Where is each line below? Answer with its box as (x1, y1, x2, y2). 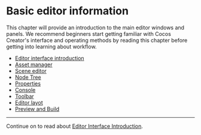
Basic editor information (6, 4, 129, 18)
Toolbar (14, 93, 34, 100)
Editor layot (14, 99, 43, 106)
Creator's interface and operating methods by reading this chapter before (6, 36, 188, 44)
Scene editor (14, 67, 47, 74)
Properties (14, 79, 41, 87)
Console (14, 86, 36, 93)
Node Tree (14, 73, 42, 81)
